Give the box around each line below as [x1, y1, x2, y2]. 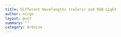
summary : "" [5, 20, 29, 25]
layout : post [5, 16, 32, 21]
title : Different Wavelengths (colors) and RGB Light [5, 7, 117, 12]
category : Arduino [5, 25, 42, 30]
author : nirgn [5, 12, 34, 16]
